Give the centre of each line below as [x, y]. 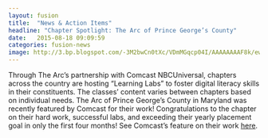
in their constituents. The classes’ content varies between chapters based [130, 92]
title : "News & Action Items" [60, 23]
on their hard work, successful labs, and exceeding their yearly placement [130, 117]
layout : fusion [33, 15]
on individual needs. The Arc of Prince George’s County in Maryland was [128, 100]
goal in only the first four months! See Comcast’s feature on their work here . [133, 125]
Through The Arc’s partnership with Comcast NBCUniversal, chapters [122, 75]
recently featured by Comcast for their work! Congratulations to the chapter [132, 109]
